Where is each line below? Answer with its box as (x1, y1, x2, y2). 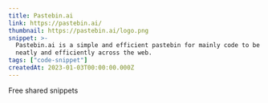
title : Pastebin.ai (8, 11, 74, 20)
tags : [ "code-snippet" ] (8, 57, 88, 65)
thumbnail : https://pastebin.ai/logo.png (8, 26, 149, 34)
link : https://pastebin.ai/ (8, 19, 103, 27)
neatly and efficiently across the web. (15, 49, 152, 57)
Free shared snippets (8, 85, 79, 95)
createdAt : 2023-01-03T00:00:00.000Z (8, 64, 135, 72)
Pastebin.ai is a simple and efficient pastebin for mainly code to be (15, 42, 261, 50)
